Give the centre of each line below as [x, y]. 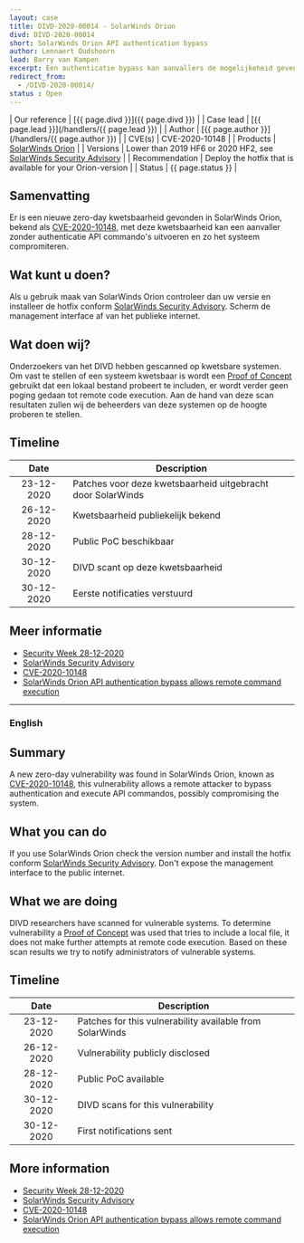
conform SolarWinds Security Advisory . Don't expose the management [142, 863]
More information [60, 1169]
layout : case [34, 18]
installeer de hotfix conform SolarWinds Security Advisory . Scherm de [140, 306]
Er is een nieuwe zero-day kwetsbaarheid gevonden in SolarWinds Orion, [146, 217]
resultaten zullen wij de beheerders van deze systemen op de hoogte [138, 405]
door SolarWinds [109, 494]
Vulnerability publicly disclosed [144, 1053]
